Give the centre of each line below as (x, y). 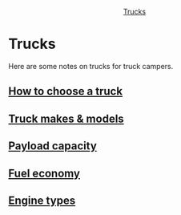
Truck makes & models (66, 118)
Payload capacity (53, 146)
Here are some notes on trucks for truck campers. (91, 66)
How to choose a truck (65, 91)
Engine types (42, 200)
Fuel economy (44, 173)
